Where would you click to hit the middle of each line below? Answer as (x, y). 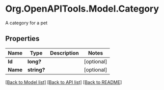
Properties (22, 39)
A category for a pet (26, 23)
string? (36, 70)
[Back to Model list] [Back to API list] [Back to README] (64, 82)
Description (64, 53)
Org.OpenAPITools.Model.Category (82, 9)
